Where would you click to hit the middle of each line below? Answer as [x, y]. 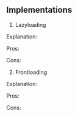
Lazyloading [30, 24]
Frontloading [31, 72]
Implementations [39, 10]
